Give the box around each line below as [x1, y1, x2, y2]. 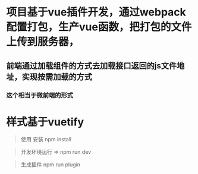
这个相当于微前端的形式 [6, 91, 73, 99]
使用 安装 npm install [20, 136, 72, 143]
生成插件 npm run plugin [20, 161, 81, 168]
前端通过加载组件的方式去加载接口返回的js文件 [6, 61, 177, 71]
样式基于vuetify [6, 115, 84, 128]
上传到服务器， [6, 35, 80, 49]
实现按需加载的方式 [21, 72, 92, 82]
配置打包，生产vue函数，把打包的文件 [6, 20, 192, 34]
